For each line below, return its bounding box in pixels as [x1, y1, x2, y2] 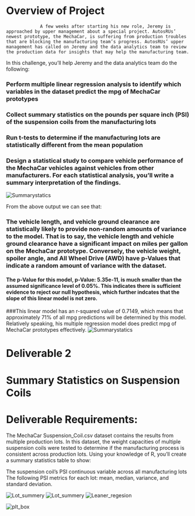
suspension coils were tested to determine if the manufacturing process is [6, 445, 185, 452]
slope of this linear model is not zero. [6, 294, 97, 302]
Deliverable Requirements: [6, 412, 138, 426]
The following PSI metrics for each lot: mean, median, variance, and [6, 474, 169, 481]
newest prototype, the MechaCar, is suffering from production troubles [6, 33, 187, 39]
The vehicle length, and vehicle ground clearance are [6, 218, 160, 226]
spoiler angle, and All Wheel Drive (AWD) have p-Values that [6, 254, 181, 262]
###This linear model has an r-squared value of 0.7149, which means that [6, 308, 184, 315]
